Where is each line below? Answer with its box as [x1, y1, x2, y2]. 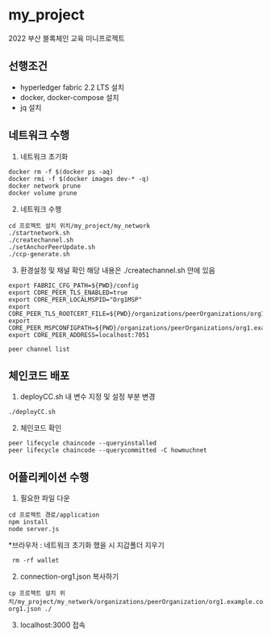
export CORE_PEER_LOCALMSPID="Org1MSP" [8, 295, 143, 304]
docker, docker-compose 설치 [19, 92, 119, 102]
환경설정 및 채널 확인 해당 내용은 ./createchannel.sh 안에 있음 [19, 265, 215, 275]
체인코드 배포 [8, 369, 70, 382]
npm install [8, 518, 48, 526]
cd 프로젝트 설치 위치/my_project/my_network [8, 221, 151, 230]
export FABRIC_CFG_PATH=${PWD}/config [8, 281, 139, 289]
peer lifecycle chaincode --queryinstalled [8, 439, 157, 448]
